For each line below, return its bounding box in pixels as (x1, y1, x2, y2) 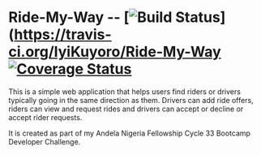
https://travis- (14, 25, 112, 44)
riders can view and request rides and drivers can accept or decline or (8, 104, 244, 114)
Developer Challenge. (8, 136, 81, 146)
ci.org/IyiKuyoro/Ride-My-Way (8, 43, 221, 61)
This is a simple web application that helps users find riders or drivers (8, 86, 242, 97)
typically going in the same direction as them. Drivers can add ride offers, (8, 95, 254, 105)
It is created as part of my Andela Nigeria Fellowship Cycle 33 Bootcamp (8, 128, 251, 138)
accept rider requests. (8, 112, 83, 122)
